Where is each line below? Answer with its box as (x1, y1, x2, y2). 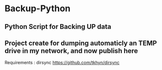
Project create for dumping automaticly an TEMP (4, 39, 157, 47)
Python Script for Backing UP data (4, 23, 111, 31)
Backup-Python (4, 3, 71, 14)
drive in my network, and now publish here (4, 47, 138, 55)
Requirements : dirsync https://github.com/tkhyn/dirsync (4, 60, 120, 66)
